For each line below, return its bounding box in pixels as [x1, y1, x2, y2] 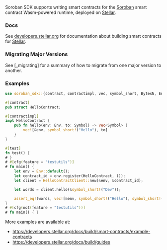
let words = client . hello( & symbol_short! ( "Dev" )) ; [14, 187, 121, 192]
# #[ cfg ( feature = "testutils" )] [5, 160, 75, 165]
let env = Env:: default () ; [14, 169, 70, 174]
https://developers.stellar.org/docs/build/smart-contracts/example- [12, 229, 151, 235]
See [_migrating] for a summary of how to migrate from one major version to [5, 62, 162, 68]
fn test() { [5, 150, 30, 156]
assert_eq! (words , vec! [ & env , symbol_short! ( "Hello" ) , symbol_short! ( [14, 196, 164, 201]
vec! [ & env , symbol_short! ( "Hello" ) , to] [23, 128, 108, 133]
